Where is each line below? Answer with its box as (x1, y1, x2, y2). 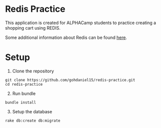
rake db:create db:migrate (5, 118, 61, 123)
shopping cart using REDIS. (5, 25, 61, 31)
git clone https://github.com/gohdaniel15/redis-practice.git (5, 77, 135, 82)
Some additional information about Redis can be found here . (5, 34, 127, 40)
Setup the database (12, 108, 53, 114)
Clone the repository (12, 68, 54, 74)
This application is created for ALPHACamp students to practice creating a (5, 20, 157, 26)
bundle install (5, 100, 36, 105)
